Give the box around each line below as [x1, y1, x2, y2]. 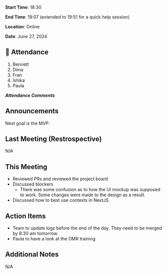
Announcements [5, 107, 59, 115]
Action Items [5, 212, 46, 220]
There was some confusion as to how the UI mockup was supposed [20, 187, 160, 193]
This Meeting [5, 163, 48, 171]
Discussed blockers [12, 181, 54, 187]
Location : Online [5, 24, 40, 30]
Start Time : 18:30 [5, 5, 42, 10]
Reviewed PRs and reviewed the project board [12, 176, 108, 182]
